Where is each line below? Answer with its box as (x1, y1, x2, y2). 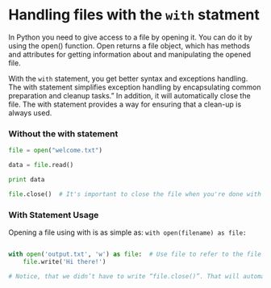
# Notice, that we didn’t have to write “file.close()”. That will (8, 272, 240, 280)
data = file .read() (8, 161, 74, 169)
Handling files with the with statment (8, 6, 261, 24)
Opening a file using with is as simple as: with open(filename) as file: (8, 227, 247, 237)
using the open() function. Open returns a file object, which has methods (8, 40, 250, 50)
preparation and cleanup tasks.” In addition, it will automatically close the (8, 90, 252, 100)
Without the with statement (8, 127, 119, 139)
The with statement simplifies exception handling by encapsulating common (8, 82, 261, 92)
